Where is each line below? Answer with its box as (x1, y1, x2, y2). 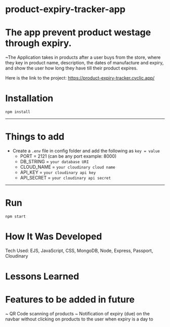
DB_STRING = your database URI (20, 159, 89, 164)
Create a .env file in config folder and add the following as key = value (12, 148, 160, 154)
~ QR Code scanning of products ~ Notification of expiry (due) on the (5, 311, 150, 316)
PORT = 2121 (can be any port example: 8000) (20, 153, 117, 159)
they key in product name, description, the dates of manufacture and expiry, (5, 60, 164, 66)
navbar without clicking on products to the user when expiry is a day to (5, 316, 153, 322)
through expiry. (5, 38, 72, 49)
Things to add (5, 131, 65, 142)
